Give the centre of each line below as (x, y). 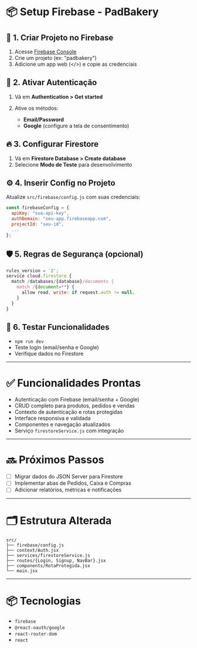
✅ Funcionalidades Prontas (74, 383)
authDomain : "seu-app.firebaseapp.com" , (61, 219)
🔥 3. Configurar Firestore (52, 144)
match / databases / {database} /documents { (63, 282)
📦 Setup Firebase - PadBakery (83, 12)
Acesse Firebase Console (45, 52)
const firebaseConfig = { (38, 208)
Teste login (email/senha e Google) (57, 347)
